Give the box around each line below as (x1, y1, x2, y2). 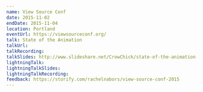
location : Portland (6, 25, 56, 32)
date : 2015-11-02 (6, 15, 50, 21)
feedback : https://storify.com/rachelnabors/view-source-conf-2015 (6, 76, 180, 82)
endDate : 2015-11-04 (6, 20, 59, 26)
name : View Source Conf (6, 8, 66, 15)
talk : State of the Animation (6, 37, 83, 43)
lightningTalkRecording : (6, 71, 69, 77)
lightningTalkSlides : (6, 65, 61, 71)
